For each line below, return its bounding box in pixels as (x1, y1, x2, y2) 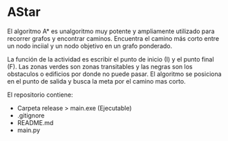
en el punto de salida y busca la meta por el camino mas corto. (7, 77, 186, 85)
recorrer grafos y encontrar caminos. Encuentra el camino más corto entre (7, 34, 220, 42)
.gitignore (17, 111, 45, 120)
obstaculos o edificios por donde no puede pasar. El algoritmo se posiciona (7, 70, 222, 78)
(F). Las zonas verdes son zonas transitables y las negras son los (7, 62, 193, 70)
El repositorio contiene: (7, 91, 73, 99)
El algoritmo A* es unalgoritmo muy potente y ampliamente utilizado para (7, 27, 216, 35)
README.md (17, 118, 54, 126)
